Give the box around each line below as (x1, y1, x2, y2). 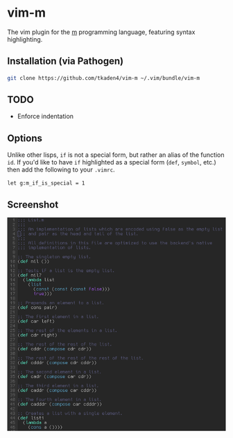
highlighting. (7, 35, 43, 43)
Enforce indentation (17, 112, 74, 121)
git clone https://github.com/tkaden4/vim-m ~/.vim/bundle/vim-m (7, 74, 200, 81)
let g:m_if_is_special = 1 (7, 180, 85, 187)
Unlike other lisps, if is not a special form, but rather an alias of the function (7, 151, 225, 159)
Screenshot (7, 199, 59, 210)
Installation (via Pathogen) (7, 56, 123, 67)
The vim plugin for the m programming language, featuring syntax (7, 28, 196, 36)
